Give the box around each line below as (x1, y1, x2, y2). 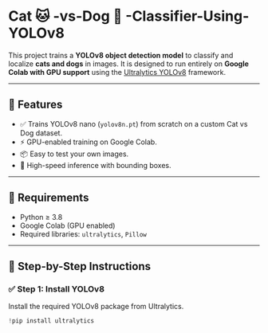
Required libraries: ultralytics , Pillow (19, 229, 148, 238)
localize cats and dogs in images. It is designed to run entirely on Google (8, 59, 250, 69)
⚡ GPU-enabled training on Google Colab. (19, 137, 157, 147)
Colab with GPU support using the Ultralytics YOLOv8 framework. (8, 67, 226, 76)
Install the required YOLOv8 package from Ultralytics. (8, 302, 184, 311)
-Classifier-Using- (125, 7, 250, 25)
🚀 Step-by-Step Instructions (8, 259, 152, 273)
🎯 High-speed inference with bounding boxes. (19, 160, 171, 170)
